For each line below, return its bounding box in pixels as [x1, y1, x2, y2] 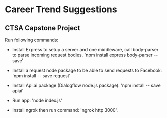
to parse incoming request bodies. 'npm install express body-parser [12, 52, 153, 58]
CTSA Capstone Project [5, 24, 80, 32]
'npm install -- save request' [12, 73, 71, 79]
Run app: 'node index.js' [12, 97, 62, 103]
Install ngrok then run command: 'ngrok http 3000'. [12, 107, 118, 113]
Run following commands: [5, 37, 59, 43]
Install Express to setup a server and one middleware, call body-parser [12, 47, 159, 52]
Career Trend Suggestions [5, 4, 117, 15]
